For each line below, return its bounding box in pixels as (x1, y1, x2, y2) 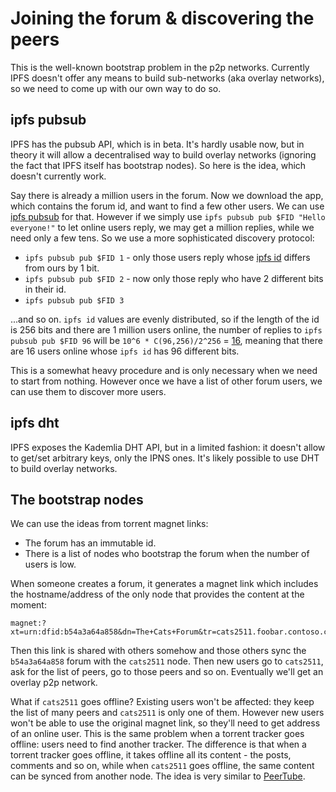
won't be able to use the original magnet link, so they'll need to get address (10, 717, 321, 729)
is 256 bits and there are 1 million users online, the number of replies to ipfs (10, 323, 323, 336)
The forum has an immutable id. (24, 537, 157, 549)
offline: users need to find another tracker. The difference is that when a (10, 738, 307, 751)
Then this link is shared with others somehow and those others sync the (10, 645, 307, 657)
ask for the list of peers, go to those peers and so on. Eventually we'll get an (10, 666, 324, 678)
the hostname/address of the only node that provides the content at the (10, 588, 305, 601)
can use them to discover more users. (10, 385, 167, 397)
